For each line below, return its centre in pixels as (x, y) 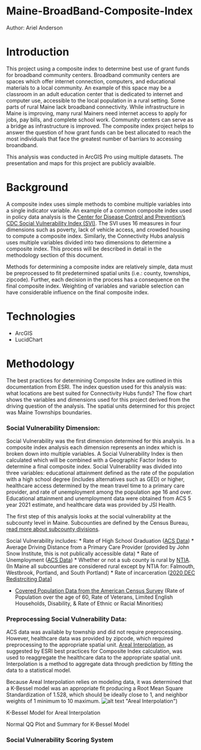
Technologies (41, 316)
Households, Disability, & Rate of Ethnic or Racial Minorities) (89, 603)
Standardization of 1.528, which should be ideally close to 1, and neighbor (97, 695)
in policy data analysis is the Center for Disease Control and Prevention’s (96, 217)
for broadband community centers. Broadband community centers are (93, 75)
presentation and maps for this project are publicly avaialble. (81, 163)
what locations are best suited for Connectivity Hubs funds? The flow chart (99, 393)
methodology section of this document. (55, 255)
